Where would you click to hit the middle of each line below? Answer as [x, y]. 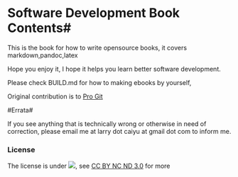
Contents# [39, 28]
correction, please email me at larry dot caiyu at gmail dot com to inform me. [119, 131]
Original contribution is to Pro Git [55, 96]
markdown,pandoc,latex [43, 55]
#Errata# [20, 110]
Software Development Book [93, 13]
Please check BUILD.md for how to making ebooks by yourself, [99, 82]
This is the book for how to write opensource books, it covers [97, 47]
